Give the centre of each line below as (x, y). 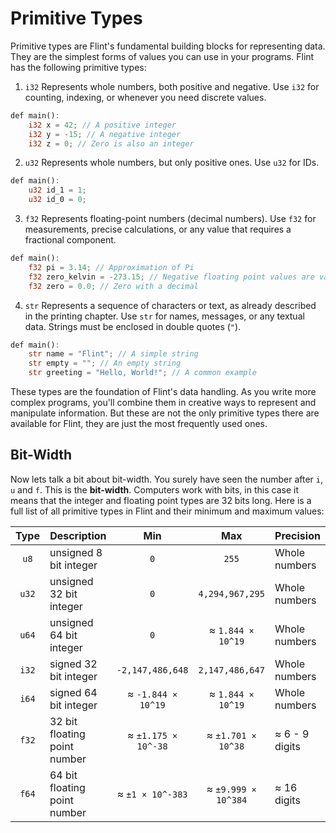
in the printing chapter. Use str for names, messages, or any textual (164, 316)
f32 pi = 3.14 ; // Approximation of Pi (111, 267)
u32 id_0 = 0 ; (57, 200)
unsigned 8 (76, 552)
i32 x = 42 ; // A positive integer (102, 125)
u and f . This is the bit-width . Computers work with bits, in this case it (154, 489)
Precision (297, 535)
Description (78, 535)
